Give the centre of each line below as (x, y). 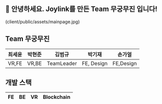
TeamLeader (62, 63)
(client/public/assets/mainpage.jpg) (43, 21)
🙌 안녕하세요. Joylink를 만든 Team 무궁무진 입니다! (82, 9)
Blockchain (56, 97)
